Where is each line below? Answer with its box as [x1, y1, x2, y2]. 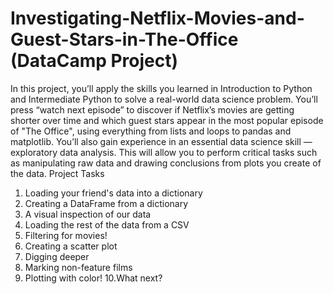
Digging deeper [24, 250, 90, 262]
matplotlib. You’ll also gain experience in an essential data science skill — [10, 135, 313, 147]
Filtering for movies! [24, 229, 108, 241]
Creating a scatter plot [24, 240, 118, 252]
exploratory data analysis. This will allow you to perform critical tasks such [10, 146, 318, 158]
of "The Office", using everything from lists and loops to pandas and [10, 125, 292, 137]
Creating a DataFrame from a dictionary [24, 197, 189, 209]
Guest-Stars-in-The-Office [10, 28, 239, 51]
